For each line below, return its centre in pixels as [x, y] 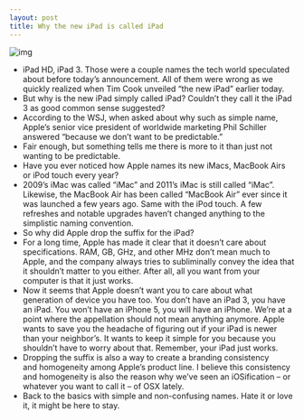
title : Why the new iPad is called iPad [87, 26]
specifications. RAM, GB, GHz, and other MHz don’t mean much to [146, 252]
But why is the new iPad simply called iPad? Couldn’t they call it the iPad [157, 98]
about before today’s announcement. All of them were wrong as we [147, 79]
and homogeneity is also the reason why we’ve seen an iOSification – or [157, 377]
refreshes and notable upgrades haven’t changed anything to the [143, 213]
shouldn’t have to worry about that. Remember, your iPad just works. [150, 348]
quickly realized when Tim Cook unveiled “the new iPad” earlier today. [153, 89]
